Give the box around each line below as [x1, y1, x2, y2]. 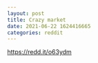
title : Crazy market [7, 16, 67, 23]
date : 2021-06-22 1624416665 [7, 23, 91, 29]
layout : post [7, 10, 45, 17]
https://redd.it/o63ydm [7, 48, 72, 56]
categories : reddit [7, 29, 63, 36]
